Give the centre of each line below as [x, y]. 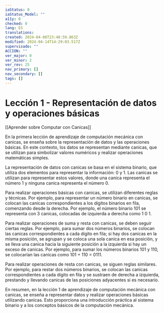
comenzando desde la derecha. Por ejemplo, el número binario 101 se [76, 208]
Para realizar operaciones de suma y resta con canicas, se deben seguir [78, 223]
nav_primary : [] [22, 70]
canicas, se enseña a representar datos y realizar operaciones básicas [77, 295]
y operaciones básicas [52, 113]
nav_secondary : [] [24, 74]
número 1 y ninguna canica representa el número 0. [57, 183]
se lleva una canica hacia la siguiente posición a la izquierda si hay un [76, 244]
